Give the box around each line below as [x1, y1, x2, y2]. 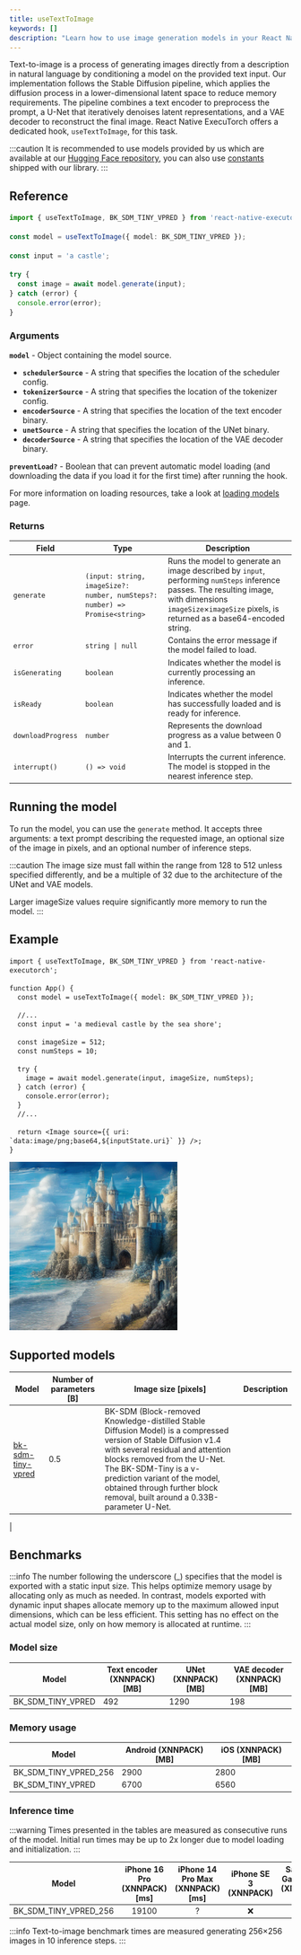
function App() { [9, 983, 74, 992]
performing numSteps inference [168, 575, 280, 586]
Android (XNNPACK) [125, 1744, 204, 1755]
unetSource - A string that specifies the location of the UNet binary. [21, 425, 270, 436]
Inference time [9, 1804, 74, 1817]
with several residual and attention [104, 1444, 231, 1455]
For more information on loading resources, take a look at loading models [9, 488, 279, 498]
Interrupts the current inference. [168, 752, 287, 762]
